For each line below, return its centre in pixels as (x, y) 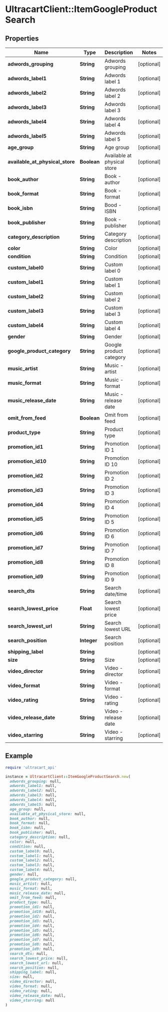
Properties (22, 38)
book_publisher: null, (33, 833)
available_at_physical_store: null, (48, 814)
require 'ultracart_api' (31, 767)
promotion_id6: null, (32, 935)
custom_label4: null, (32, 870)
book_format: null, (30, 823)
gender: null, (24, 875)
